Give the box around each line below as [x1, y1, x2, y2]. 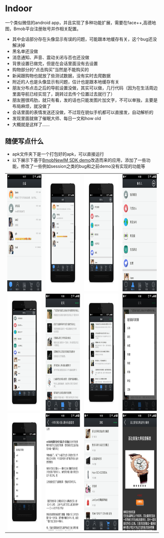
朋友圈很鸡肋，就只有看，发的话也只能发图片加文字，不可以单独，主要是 [12, 97, 158, 103]
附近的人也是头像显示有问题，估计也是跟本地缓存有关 [12, 79, 120, 84]
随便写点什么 [5, 137, 44, 145]
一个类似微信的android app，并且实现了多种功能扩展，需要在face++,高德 [5, 20, 152, 25]
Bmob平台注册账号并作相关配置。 [13, 25, 82, 32]
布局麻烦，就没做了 [12, 103, 51, 109]
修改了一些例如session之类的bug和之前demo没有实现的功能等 [20, 163, 145, 169]
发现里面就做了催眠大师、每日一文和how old [12, 115, 101, 121]
